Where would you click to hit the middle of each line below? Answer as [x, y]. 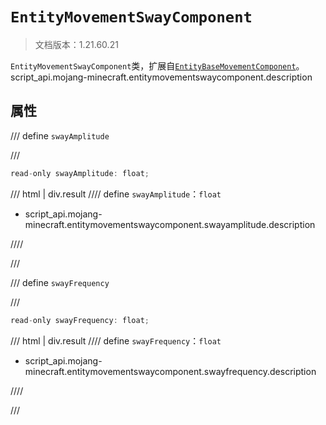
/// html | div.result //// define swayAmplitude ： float [116, 194]
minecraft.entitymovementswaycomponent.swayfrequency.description [170, 371]
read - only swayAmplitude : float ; [80, 173]
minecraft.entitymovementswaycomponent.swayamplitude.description [170, 224]
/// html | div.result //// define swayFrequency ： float [116, 340]
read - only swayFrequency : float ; [80, 320]
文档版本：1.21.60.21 [76, 44]
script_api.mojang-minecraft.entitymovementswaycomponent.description [161, 77]
